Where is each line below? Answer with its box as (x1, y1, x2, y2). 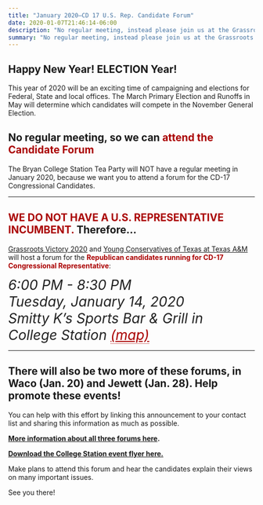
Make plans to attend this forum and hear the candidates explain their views (8, 464, 253, 474)
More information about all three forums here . (8, 434, 160, 443)
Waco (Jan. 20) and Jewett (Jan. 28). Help (8, 377, 218, 390)
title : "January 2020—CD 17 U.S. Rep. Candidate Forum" (8, 11, 194, 20)
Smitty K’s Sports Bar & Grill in (8, 309, 204, 327)
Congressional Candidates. (8, 181, 95, 190)
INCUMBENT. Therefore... (8, 223, 137, 236)
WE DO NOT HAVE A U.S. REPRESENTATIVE (8, 211, 225, 225)
